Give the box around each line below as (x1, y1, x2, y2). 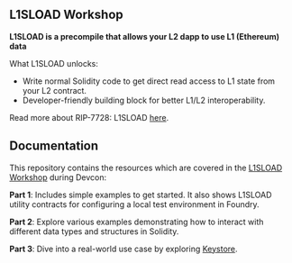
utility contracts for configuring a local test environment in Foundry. (9, 198, 260, 210)
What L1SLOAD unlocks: (9, 58, 99, 68)
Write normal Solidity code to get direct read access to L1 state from (22, 76, 276, 86)
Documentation (9, 139, 99, 154)
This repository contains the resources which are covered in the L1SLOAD (9, 162, 282, 173)
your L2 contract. (22, 85, 87, 95)
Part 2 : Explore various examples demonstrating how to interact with (9, 216, 264, 227)
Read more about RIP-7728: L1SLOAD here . (9, 112, 169, 122)
